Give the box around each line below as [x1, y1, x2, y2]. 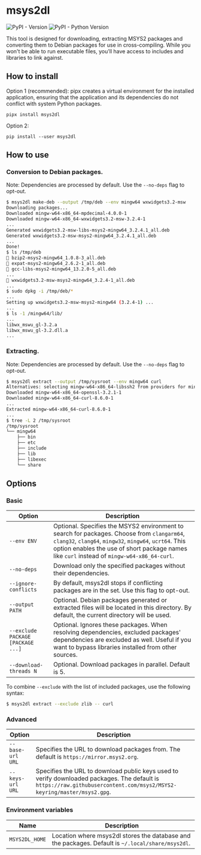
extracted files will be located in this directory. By [53, 604, 192, 612]
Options [6, 479, 37, 488]
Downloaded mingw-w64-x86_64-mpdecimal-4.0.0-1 [6, 211, 127, 217]
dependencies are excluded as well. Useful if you [53, 635, 191, 644]
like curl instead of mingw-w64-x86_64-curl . [53, 552, 175, 560]
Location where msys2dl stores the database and [51, 831, 191, 839]
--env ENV [9, 538, 37, 544]
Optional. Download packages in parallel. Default [53, 661, 190, 669]
